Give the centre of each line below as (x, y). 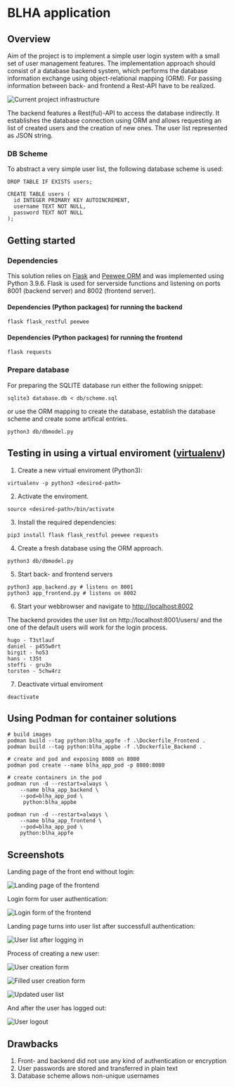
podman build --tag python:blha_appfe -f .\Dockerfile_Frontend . (106, 741)
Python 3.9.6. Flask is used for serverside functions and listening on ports (114, 283)
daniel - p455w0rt (34, 646)
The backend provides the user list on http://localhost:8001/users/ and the (115, 620)
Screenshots (36, 854)
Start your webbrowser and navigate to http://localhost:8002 (105, 606)
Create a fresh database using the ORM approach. (90, 548)
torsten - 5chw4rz (34, 671)
